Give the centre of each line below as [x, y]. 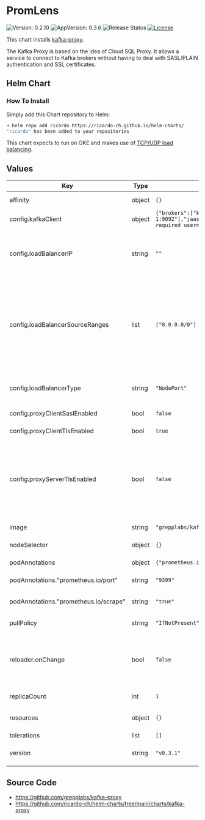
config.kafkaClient [36, 219]
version [20, 753]
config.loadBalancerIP [41, 253]
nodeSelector [29, 545]
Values [20, 169]
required [168, 225]
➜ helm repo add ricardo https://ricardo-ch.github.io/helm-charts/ [95, 125]
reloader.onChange [37, 660]
